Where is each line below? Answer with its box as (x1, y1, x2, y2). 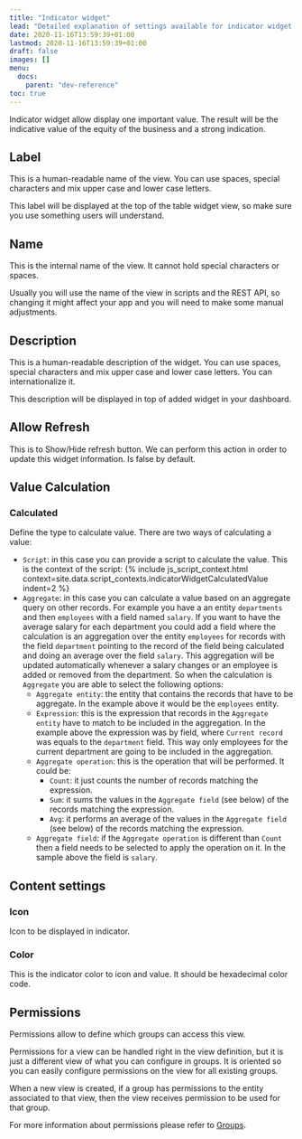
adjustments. (9, 306, 58, 317)
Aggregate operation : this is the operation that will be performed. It (35, 756, 285, 767)
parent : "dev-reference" (25, 80, 119, 89)
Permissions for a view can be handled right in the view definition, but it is (9, 1046, 284, 1058)
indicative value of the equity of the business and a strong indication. (9, 123, 266, 134)
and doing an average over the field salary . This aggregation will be (22, 650, 275, 661)
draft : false (9, 47, 59, 56)
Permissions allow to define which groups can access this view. (9, 1029, 246, 1040)
